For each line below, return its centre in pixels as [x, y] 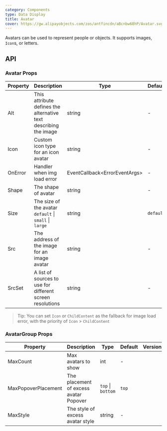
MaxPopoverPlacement [35, 388]
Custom [43, 140]
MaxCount [20, 362]
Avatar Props [21, 73]
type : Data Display [25, 14]
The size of [47, 201]
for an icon [46, 152]
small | [42, 220]
